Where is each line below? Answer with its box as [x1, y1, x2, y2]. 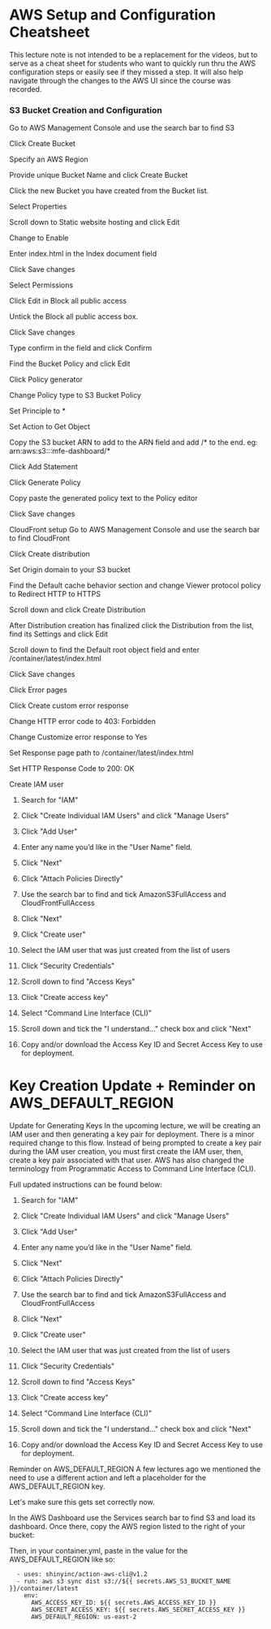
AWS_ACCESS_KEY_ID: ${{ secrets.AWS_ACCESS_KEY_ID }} [30, 1599, 217, 1607]
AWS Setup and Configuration [9, 6, 216, 24]
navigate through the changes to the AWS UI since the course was [9, 75, 231, 85]
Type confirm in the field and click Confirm [9, 343, 153, 353]
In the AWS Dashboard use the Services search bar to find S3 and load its [9, 1513, 256, 1523]
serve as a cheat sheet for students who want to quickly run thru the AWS [9, 58, 256, 68]
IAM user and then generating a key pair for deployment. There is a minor [9, 1130, 255, 1140]
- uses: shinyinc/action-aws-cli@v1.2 [16, 1571, 148, 1579]
